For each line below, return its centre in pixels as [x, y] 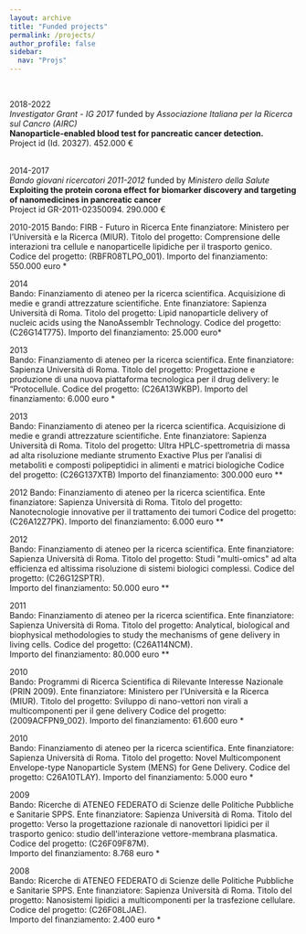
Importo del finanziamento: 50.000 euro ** [90, 588]
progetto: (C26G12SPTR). [57, 578]
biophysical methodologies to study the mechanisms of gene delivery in [145, 635]
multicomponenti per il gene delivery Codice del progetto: [118, 711]
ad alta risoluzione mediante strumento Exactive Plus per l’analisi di [136, 455]
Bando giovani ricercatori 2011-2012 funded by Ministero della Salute [140, 180]
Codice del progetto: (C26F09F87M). [79, 843]
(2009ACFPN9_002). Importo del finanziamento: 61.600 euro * [127, 720]
